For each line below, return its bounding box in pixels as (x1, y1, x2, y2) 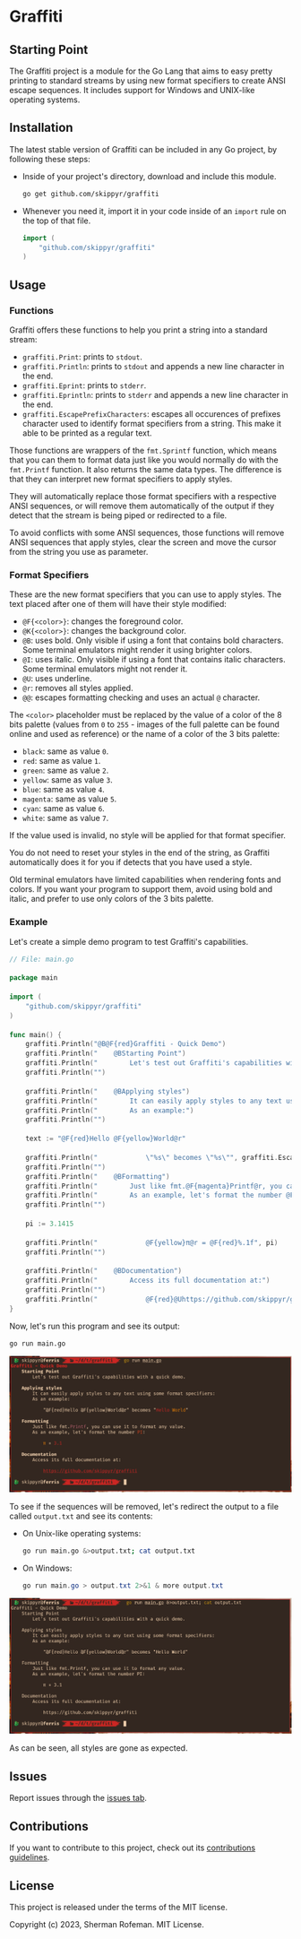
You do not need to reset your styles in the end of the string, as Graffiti (9, 847, 271, 858)
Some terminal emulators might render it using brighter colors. (21, 645, 253, 655)
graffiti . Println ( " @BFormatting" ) (25, 1172, 170, 1181)
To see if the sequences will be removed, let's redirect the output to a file (9, 1501, 279, 1511)
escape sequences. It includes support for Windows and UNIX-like (9, 85, 255, 95)
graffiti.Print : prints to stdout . (21, 351, 143, 362)
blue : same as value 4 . (21, 784, 105, 795)
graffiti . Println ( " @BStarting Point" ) (25, 1049, 186, 1059)
